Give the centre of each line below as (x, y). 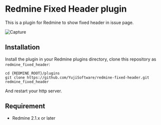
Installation (22, 47)
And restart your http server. (34, 91)
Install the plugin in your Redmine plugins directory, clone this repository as (81, 59)
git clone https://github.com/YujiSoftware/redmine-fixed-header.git (77, 77)
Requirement (25, 106)
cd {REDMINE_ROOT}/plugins (32, 73)
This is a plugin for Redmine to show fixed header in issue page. (70, 22)
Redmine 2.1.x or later (34, 118)
